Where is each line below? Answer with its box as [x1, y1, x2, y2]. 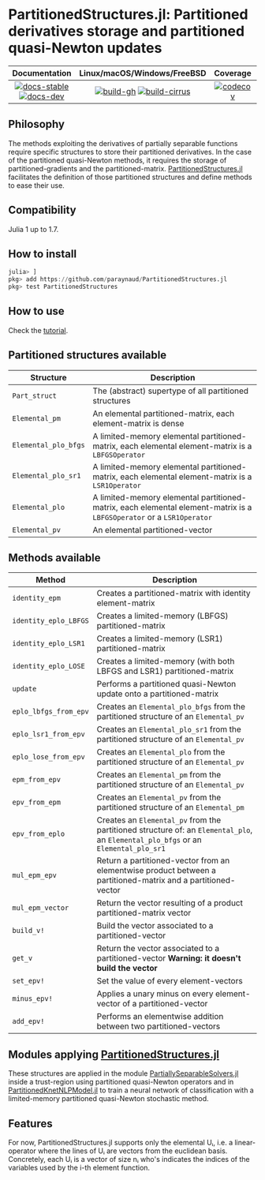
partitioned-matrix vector [96, 908, 192, 919]
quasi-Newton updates [8, 39, 162, 57]
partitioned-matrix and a [96, 875, 188, 886]
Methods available [8, 551, 101, 565]
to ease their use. [8, 180, 65, 190]
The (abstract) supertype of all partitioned [92, 385, 249, 396]
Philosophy [8, 118, 65, 131]
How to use [8, 305, 65, 318]
